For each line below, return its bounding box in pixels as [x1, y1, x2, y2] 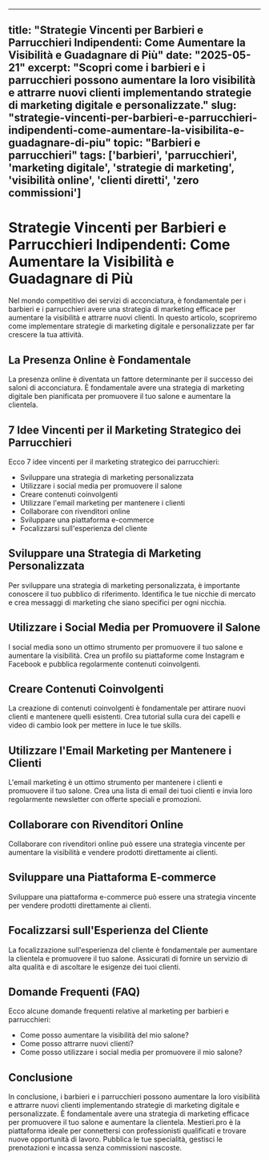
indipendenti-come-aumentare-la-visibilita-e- [8, 123, 245, 137]
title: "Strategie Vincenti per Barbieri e [8, 23, 204, 37]
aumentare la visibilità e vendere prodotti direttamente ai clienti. [8, 848, 219, 857]
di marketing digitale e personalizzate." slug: [8, 99, 237, 112]
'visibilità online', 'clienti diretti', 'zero [8, 174, 199, 187]
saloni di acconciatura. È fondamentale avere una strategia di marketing [8, 383, 245, 393]
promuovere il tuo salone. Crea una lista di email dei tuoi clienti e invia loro [8, 786, 253, 795]
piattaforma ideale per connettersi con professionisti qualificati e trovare [8, 1126, 247, 1136]
